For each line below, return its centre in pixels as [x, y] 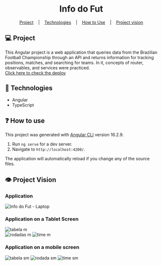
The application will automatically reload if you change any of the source [77, 159]
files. [10, 164]
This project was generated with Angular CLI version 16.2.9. [65, 135]
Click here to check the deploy [36, 73]
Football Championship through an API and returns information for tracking [79, 57]
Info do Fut [81, 9]
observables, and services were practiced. [48, 68]
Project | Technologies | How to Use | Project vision [81, 22]
